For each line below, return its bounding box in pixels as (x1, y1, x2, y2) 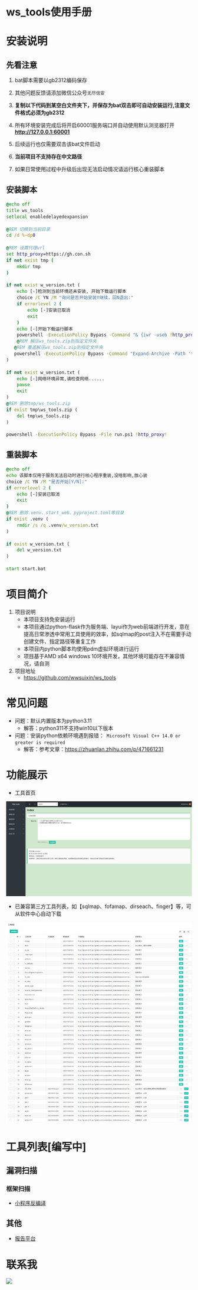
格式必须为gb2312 (19, 109, 65, 116)
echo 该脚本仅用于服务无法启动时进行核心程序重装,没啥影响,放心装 (6, 472, 148, 478)
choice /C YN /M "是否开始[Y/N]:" (6, 479, 87, 485)
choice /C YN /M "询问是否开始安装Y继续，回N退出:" (16, 295, 134, 301)
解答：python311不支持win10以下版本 (23, 724, 114, 731)
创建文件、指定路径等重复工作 (23, 638, 96, 645)
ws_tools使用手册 (6, 5, 93, 19)
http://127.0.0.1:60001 (14, 128, 70, 136)
